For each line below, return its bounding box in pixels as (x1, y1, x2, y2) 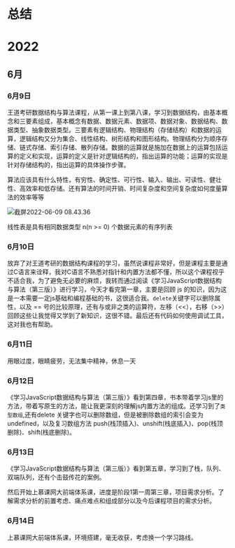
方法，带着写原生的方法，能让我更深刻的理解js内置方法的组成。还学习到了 (7, 401, 220, 410)
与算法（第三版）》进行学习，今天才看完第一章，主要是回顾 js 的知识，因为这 (7, 285, 227, 294)
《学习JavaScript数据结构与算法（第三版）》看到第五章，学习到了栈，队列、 (7, 464, 225, 473)
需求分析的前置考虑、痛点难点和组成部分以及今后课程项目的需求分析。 (13, 497, 215, 505)
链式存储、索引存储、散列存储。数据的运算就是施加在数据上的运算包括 (19, 143, 222, 152)
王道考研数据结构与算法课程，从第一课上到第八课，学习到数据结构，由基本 (7, 108, 222, 117)
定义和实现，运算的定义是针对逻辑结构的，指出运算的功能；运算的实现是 (19, 152, 228, 161)
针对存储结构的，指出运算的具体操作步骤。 (7, 161, 130, 169)
